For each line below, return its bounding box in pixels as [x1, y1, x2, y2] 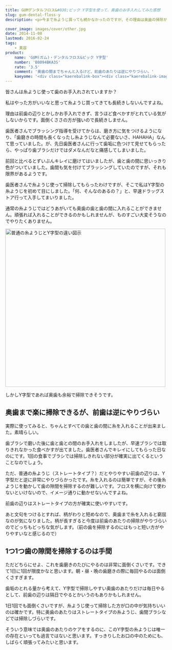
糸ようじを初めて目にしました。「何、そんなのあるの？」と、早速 [5, 188, 142, 194]
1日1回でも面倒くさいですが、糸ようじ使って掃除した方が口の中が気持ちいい [5, 602, 165, 608]
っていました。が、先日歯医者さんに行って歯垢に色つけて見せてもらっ [14, 140, 162, 147]
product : [5, 50, 24, 55]
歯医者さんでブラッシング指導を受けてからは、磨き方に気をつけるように [5, 128, 158, 134]
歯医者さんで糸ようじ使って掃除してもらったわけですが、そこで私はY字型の [5, 181, 165, 188]
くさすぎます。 [5, 574, 37, 580]
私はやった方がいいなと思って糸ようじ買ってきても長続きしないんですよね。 [5, 99, 166, 106]
